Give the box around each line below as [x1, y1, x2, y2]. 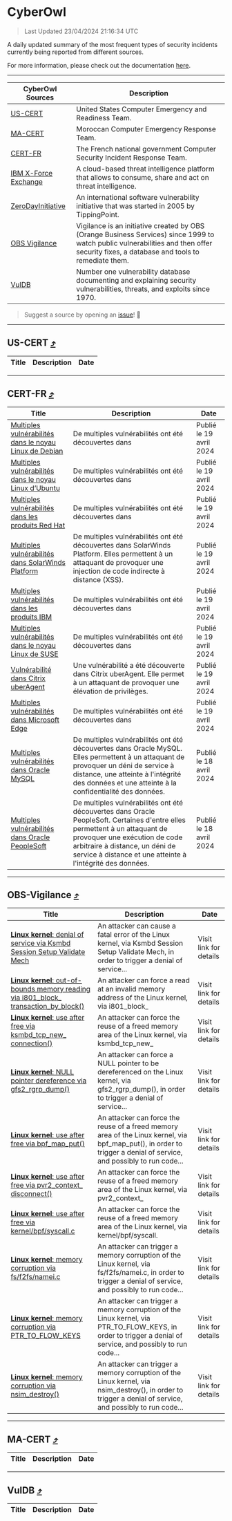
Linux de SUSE [10, 649, 59, 659]
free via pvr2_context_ [10, 1180, 83, 1190]
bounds [10, 985, 36, 994]
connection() [10, 1038, 53, 1048]
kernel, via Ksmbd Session [97, 938, 184, 948]
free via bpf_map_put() [10, 1139, 85, 1148]
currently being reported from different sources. [7, 48, 144, 56]
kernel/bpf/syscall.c [10, 1226, 75, 1236]
